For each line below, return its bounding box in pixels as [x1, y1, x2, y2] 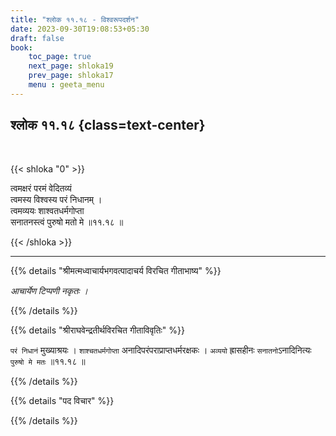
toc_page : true [28, 52, 92, 62]
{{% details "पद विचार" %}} [10, 394, 115, 406]
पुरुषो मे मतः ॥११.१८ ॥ [10, 355, 86, 367]
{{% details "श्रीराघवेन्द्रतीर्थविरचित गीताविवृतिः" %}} [10, 324, 185, 336]
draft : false [10, 33, 65, 43]
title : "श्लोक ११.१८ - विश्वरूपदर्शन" [10, 14, 140, 25]
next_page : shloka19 [28, 61, 114, 71]
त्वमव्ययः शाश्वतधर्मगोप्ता [10, 204, 85, 216]
